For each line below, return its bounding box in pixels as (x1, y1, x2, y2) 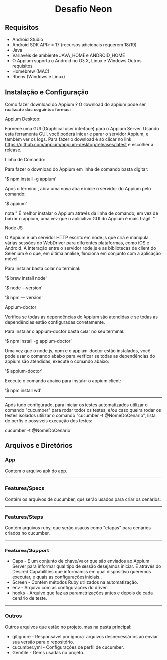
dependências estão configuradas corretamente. (5, 319, 105, 325)
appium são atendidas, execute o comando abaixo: (5, 358, 109, 364)
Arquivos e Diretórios (5, 441, 73, 450)
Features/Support (5, 547, 49, 554)
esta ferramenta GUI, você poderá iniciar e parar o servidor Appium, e (5, 131, 149, 137)
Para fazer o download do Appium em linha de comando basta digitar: (5, 166, 149, 172)
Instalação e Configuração (5, 88, 89, 97)
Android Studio (12, 36, 43, 42)
